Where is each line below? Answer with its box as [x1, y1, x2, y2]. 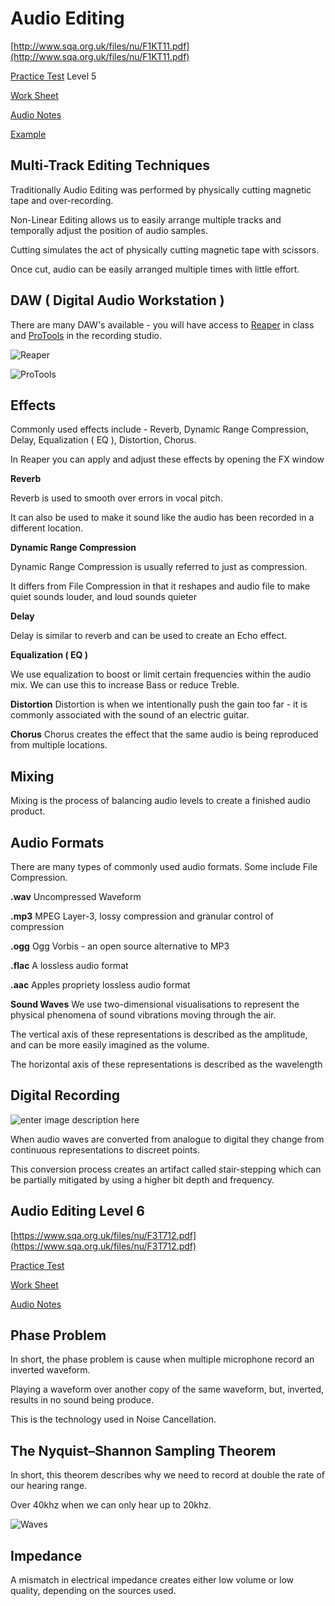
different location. [10, 522, 83, 534]
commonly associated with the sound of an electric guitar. [10, 709, 250, 721]
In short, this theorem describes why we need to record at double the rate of [10, 1469, 326, 1481]
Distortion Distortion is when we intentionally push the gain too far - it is [10, 698, 308, 711]
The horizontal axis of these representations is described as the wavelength [10, 1058, 323, 1070]
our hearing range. [10, 1480, 88, 1492]
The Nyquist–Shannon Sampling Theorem [10, 1442, 277, 1459]
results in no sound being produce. [10, 1394, 155, 1406]
